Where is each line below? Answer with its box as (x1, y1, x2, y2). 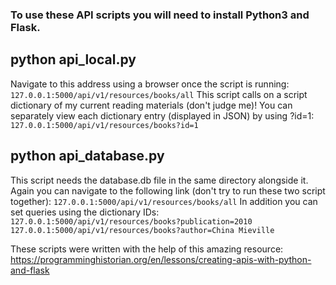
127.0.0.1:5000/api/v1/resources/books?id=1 (10, 120, 199, 130)
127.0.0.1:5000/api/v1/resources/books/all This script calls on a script (10, 88, 308, 100)
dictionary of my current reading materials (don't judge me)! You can (10, 99, 293, 111)
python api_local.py (10, 51, 137, 68)
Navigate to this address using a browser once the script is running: (10, 78, 290, 90)
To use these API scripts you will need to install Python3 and (10, 8, 310, 22)
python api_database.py (10, 148, 165, 165)
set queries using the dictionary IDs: (10, 206, 160, 218)
